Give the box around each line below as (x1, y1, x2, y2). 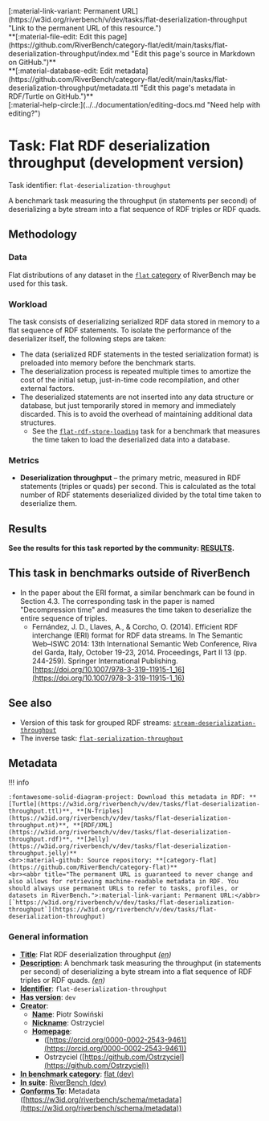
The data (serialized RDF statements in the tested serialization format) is (19, 349, 259, 359)
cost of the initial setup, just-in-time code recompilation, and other (19, 375, 240, 385)
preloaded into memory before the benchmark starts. (19, 357, 197, 367)
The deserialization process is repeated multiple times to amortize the (19, 366, 251, 376)
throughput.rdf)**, (8, 835, 74, 844)
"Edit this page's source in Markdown (131, 49, 255, 58)
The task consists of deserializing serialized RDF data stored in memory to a (8, 316, 260, 326)
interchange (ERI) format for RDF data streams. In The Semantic (31, 630, 243, 640)
